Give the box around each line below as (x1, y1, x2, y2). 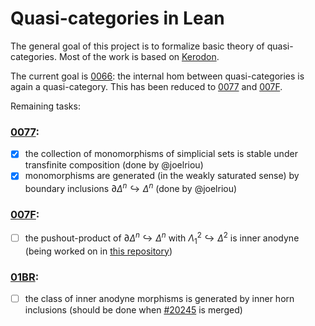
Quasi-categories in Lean (10, 7, 225, 30)
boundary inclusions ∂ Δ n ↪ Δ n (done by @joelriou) (24, 181, 238, 195)
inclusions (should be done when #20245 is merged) (24, 304, 243, 316)
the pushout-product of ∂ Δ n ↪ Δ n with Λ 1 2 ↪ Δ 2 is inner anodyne (24, 230, 300, 246)
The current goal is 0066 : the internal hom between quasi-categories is (10, 70, 305, 82)
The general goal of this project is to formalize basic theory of (10, 40, 265, 52)
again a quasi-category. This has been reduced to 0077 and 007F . (10, 80, 283, 92)
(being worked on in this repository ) (24, 245, 173, 257)
